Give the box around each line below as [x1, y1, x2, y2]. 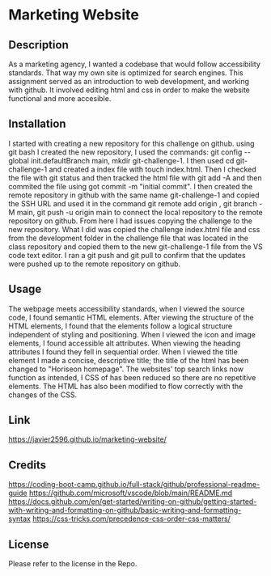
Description [8, 38, 69, 52]
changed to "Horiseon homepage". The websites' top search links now [8, 364, 244, 374]
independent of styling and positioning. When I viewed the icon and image [8, 329, 256, 339]
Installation [8, 117, 66, 131]
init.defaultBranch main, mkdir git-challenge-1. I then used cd [31, 155, 235, 165]
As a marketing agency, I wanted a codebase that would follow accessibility [8, 59, 261, 69]
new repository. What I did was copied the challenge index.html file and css [8, 224, 260, 234]
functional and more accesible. [8, 94, 112, 103]
